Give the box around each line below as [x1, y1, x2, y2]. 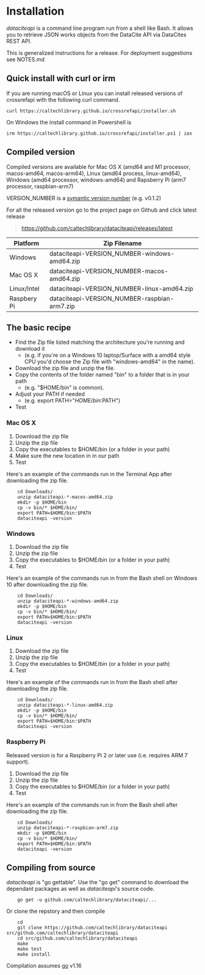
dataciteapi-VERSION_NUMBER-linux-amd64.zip [49, 284, 193, 293]
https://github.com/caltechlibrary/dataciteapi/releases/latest [21, 224, 173, 232]
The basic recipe [6, 322, 71, 333]
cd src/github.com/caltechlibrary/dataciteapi [17, 935, 138, 941]
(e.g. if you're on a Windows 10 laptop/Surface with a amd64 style [24, 352, 191, 359]
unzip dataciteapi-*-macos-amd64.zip [17, 494, 113, 500]
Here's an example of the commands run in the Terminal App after [6, 470, 173, 477]
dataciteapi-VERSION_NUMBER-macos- [49, 266, 169, 275]
